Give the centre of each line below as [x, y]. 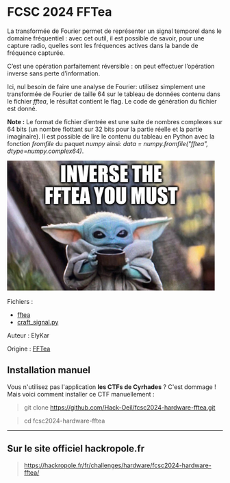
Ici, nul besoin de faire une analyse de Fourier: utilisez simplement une [106, 86]
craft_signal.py [38, 322]
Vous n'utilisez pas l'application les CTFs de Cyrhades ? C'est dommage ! [112, 387]
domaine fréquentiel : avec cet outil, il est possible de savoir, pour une [106, 38]
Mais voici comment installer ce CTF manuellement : [81, 394]
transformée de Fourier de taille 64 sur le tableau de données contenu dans [114, 94]
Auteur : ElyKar [28, 335]
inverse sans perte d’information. [54, 73]
